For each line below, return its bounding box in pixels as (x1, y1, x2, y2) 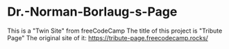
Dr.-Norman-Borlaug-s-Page (7, 4, 178, 20)
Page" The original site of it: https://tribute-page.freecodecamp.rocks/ (7, 33, 208, 42)
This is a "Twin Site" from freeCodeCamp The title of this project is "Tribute (7, 27, 223, 35)
